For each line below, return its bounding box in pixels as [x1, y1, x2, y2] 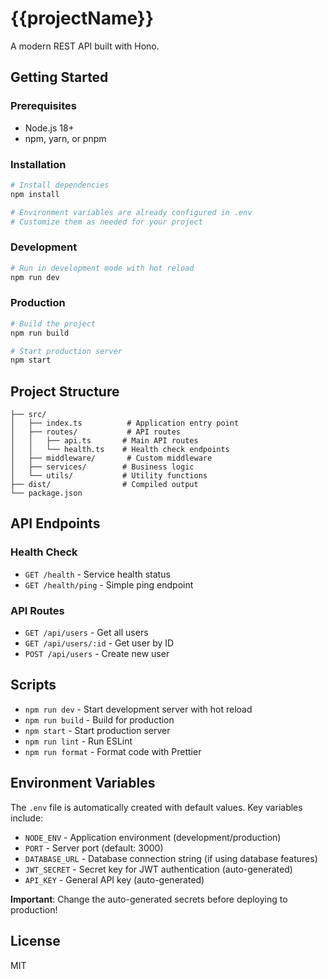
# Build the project [10, 318, 97, 329]
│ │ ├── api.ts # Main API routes [10, 436, 199, 446]
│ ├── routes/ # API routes [10, 427, 182, 437]
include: [10, 812, 44, 824]
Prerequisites [10, 99, 77, 113]
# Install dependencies [10, 180, 110, 190]
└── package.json [10, 488, 83, 499]
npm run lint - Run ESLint [24, 735, 133, 747]
